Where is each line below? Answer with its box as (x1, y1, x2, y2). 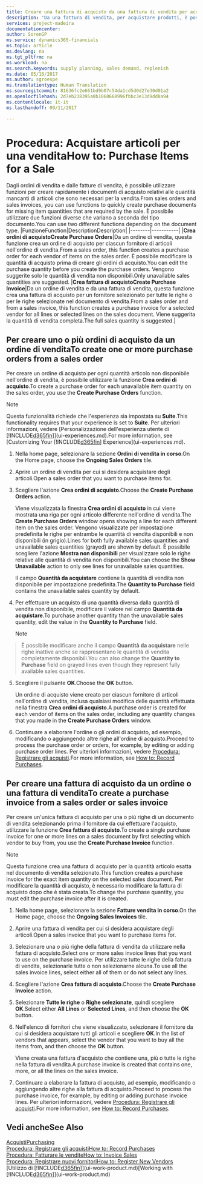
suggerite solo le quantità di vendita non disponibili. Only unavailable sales (6, 272, 190, 279)
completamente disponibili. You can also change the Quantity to (21, 655, 180, 662)
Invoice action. (14, 987, 53, 994)
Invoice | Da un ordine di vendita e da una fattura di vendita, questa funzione (6, 285, 195, 292)
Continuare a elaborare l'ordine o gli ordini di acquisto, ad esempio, (14, 729, 182, 736)
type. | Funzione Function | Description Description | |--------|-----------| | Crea (6, 227, 196, 234)
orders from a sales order (6, 353, 104, 364)
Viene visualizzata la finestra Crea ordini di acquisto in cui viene (14, 504, 176, 512)
